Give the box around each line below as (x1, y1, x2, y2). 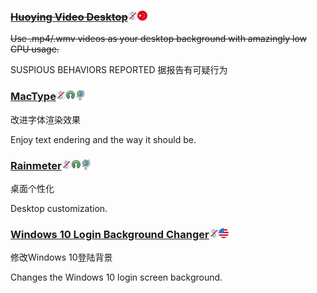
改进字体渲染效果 (10, 113, 81, 125)
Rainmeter (10, 158, 62, 172)
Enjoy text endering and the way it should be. (10, 133, 197, 145)
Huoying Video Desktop (10, 10, 128, 24)
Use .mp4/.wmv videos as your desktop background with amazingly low (10, 33, 308, 45)
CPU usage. (10, 43, 60, 55)
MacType (10, 90, 57, 104)
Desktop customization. (10, 202, 108, 214)
